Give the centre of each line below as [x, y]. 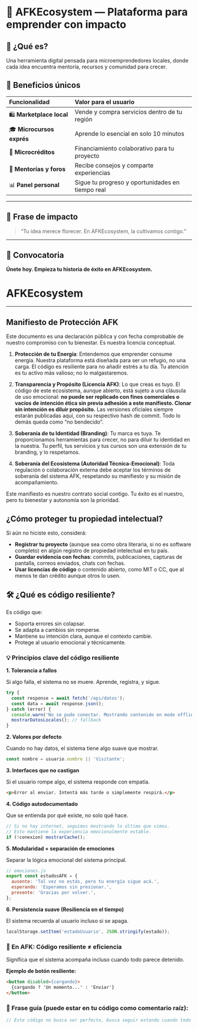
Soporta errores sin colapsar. [50, 623]
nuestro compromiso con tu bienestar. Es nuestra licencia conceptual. [91, 343]
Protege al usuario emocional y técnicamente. [70, 642]
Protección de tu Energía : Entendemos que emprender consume [93, 354]
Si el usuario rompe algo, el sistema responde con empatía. [78, 782]
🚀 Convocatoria [35, 255]
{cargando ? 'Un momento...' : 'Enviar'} [63, 987]
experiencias [93, 172]
